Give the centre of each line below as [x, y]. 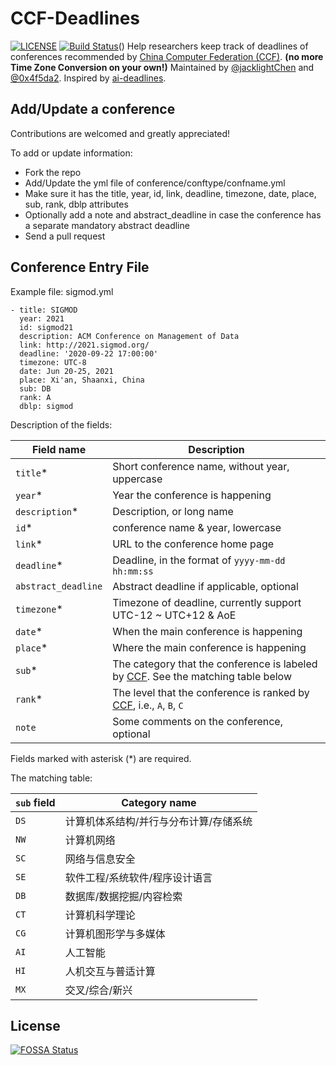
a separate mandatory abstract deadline [107, 225]
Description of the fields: [61, 424]
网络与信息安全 [100, 859]
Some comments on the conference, [197, 721]
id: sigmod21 [46, 327]
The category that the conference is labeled [215, 664]
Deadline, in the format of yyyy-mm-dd [199, 560]
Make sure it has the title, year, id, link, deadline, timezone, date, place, [170, 193]
